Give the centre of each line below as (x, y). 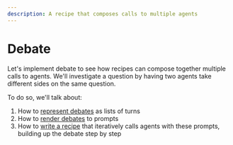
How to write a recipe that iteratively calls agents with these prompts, (119, 126)
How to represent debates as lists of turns (79, 111)
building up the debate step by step (69, 133)
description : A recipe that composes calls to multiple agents (103, 14)
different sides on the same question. (62, 83)
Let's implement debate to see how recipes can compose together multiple (117, 69)
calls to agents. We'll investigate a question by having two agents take (109, 76)
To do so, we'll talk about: (45, 97)
